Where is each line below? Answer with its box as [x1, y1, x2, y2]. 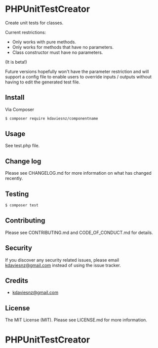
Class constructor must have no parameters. [12, 49, 103, 55]
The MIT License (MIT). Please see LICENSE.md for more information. [5, 317, 147, 323]
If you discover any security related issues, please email [5, 257, 119, 263]
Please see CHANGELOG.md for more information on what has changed [5, 170, 152, 176]
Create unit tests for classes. [5, 20, 64, 26]
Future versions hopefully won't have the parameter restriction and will [5, 68, 149, 75]
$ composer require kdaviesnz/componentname [5, 116, 98, 121]
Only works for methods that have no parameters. [12, 44, 114, 50]
